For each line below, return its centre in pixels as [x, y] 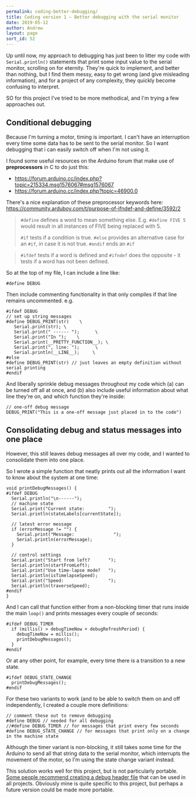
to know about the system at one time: [52, 477]
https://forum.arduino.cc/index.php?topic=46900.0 [76, 191]
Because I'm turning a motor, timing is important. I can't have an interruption [98, 137]
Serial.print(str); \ [40, 326]
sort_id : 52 [20, 39]
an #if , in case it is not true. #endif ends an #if [78, 244]
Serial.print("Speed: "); [64, 581]
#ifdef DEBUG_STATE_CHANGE [39, 677]
